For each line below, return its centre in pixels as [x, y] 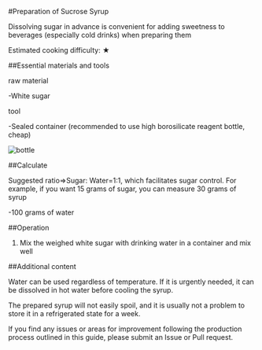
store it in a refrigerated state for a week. [74, 313]
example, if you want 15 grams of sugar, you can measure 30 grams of [122, 189]
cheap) [20, 134]
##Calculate [28, 165]
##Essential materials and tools [59, 65]
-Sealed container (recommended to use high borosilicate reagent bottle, [127, 126]
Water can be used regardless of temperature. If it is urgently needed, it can [131, 282]
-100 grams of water [41, 212]
